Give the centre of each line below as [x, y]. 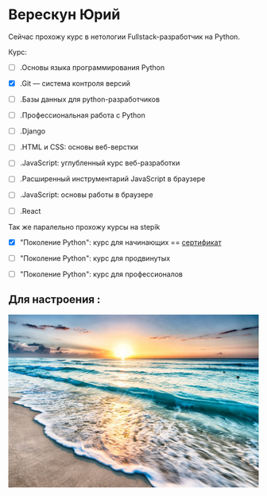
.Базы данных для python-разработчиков [90, 99]
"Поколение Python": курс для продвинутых [95, 258]
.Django [33, 131]
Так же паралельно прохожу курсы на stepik [84, 227]
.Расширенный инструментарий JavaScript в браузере [112, 179]
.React [30, 211]
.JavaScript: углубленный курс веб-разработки [100, 163]
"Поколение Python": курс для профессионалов [101, 274]
